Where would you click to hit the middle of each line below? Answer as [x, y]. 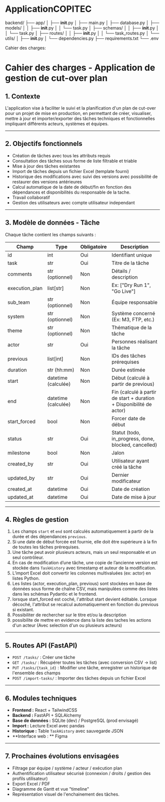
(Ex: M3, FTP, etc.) [133, 319]
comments [20, 274]
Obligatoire [94, 247]
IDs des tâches [129, 356]
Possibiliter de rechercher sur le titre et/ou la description [69, 615]
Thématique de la [132, 327]
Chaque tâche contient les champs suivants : [51, 234]
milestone [19, 453]
